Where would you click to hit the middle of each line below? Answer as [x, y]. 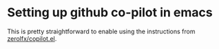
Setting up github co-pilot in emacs [110, 13]
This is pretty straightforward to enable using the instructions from [101, 31]
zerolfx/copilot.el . [32, 38]
